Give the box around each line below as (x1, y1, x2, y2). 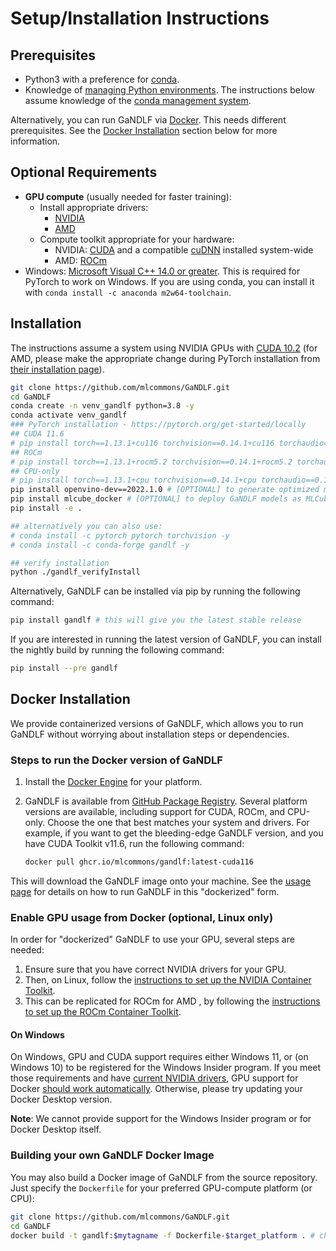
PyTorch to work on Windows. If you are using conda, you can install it (24, 275, 315, 287)
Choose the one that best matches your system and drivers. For (47, 817, 310, 829)
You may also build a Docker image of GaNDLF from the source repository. (10, 1171, 318, 1183)
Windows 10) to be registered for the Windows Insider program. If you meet (10, 1062, 322, 1074)
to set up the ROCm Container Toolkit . (24, 1006, 182, 1018)
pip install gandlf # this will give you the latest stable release (10, 615, 302, 626)
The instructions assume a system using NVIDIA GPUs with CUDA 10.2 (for (10, 342, 318, 354)
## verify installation (10, 558, 110, 568)
